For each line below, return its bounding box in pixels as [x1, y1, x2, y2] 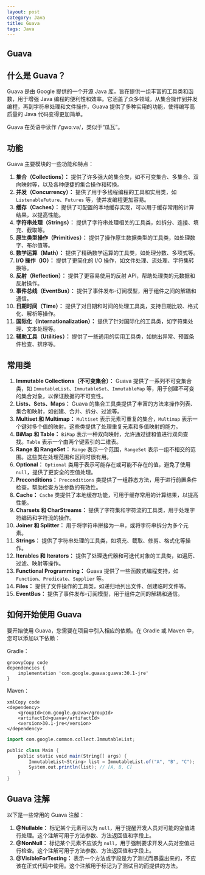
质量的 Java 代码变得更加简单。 [7, 111, 86, 118]
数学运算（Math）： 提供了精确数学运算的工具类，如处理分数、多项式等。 [15, 249, 199, 257]
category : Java [7, 15, 46, 21]
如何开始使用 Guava [7, 609, 82, 620]
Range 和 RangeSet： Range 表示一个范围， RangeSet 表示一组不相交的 [15, 446, 191, 453]
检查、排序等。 [21, 341, 59, 348]
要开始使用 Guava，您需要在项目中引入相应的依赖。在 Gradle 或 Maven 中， [7, 627, 197, 634]
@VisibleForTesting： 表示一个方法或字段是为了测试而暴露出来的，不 [15, 854, 191, 862]
